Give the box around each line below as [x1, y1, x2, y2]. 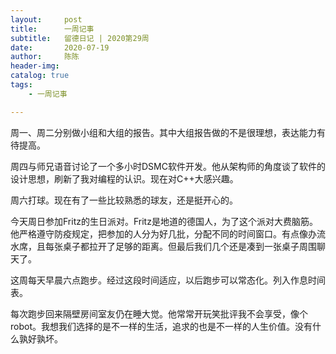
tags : [10, 80, 33, 90]
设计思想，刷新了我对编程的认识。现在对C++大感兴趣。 [10, 172, 239, 185]
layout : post [10, 14, 83, 25]
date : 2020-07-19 [10, 42, 110, 53]
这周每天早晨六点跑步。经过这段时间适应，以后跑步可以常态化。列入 [10, 274, 291, 286]
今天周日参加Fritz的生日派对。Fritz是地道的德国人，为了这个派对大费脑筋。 [10, 215, 318, 227]
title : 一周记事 [10, 24, 95, 34]
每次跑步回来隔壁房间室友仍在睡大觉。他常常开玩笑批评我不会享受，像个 [10, 307, 308, 320]
